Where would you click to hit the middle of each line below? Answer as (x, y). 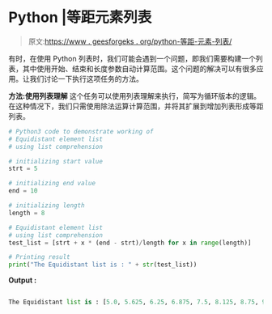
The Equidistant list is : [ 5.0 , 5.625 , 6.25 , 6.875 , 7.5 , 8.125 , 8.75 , (134, 302)
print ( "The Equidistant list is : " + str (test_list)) (103, 265)
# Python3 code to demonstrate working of (81, 131)
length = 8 (27, 213)
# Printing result (39, 257)
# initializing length (47, 206)
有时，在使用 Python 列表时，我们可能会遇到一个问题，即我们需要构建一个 (132, 58)
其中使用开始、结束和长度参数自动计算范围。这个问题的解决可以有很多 (139, 68)
